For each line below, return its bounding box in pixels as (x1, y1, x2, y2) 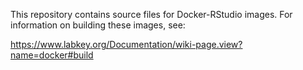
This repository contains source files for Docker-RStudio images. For (10, 9, 293, 20)
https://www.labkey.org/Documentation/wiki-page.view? (10, 39, 243, 50)
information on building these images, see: (10, 19, 186, 31)
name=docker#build (10, 49, 94, 61)
